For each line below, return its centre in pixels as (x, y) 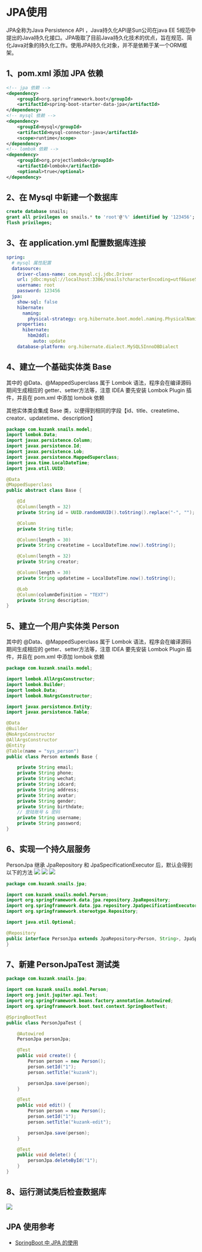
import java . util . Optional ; (41, 922)
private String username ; (50, 818)
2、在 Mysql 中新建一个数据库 (62, 198)
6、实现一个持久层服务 (48, 849)
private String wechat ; (47, 779)
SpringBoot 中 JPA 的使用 (46, 1242)
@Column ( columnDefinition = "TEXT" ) (63, 595)
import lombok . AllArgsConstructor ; (51, 679)
